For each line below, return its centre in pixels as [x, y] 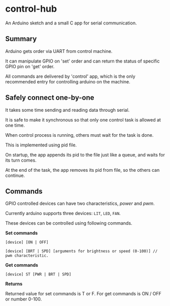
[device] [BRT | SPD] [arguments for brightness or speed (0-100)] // [81, 251]
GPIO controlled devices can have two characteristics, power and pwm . [80, 203]
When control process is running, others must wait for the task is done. [79, 135]
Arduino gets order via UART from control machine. [59, 51]
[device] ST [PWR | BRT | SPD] [38, 274]
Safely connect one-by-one [50, 98]
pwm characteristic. [27, 256]
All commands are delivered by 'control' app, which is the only [70, 76]
